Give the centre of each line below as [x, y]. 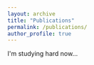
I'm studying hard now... [43, 54]
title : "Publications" [41, 20]
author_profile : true [40, 34]
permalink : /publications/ [47, 27]
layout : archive [31, 14]
